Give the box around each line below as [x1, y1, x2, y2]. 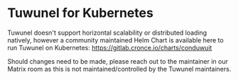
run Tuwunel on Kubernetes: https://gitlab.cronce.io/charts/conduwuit [7, 43, 212, 52]
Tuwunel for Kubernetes [7, 5, 154, 21]
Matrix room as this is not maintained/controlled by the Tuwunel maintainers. [7, 64, 232, 73]
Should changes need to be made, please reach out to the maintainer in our [7, 57, 229, 65]
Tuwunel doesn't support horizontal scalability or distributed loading [7, 28, 207, 37]
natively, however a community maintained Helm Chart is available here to [7, 35, 224, 44]
